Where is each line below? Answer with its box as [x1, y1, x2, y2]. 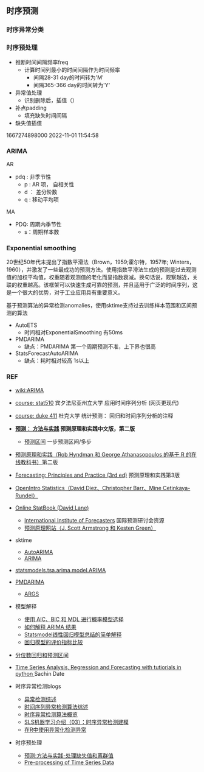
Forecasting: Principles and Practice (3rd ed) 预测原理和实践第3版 [15, 471, 180, 479]
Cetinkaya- [163, 484, 191, 491]
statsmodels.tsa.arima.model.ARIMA [15, 566, 106, 574]
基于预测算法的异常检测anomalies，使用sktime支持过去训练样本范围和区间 [6, 302, 192, 309]
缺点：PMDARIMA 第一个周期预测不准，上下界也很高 [24, 343, 156, 350]
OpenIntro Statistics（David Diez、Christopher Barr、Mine [15, 484, 162, 491]
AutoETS [15, 321, 38, 329]
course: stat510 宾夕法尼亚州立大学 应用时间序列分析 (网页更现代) [15, 399, 179, 406]
